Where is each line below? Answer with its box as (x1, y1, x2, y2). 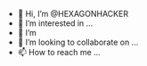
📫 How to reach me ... (17, 47, 101, 57)
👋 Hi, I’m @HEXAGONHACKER (17, 9, 129, 19)
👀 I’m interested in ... (17, 18, 94, 29)
